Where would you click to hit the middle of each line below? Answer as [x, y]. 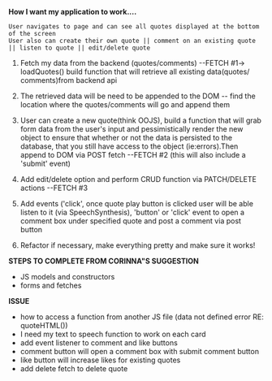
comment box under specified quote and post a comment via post [131, 221]
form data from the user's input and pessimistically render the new [132, 129]
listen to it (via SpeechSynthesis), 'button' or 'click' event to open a [132, 212]
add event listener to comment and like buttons [99, 343]
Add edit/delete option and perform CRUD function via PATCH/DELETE [138, 179]
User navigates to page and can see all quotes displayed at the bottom [134, 27]
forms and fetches [51, 285]
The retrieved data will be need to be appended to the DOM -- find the [138, 96]
